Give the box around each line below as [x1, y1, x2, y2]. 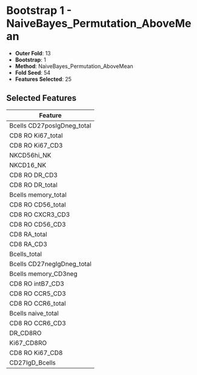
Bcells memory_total [9, 190, 67, 199]
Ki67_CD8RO [9, 339, 47, 347]
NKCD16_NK [9, 160, 47, 169]
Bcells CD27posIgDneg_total [9, 121, 92, 129]
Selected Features [6, 93, 77, 103]
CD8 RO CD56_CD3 [9, 220, 66, 229]
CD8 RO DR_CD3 [9, 171, 58, 179]
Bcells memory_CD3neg [9, 269, 78, 278]
